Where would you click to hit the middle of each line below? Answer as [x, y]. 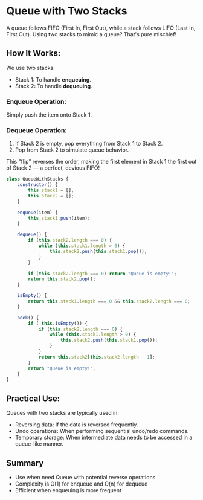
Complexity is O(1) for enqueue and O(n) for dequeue [81, 484]
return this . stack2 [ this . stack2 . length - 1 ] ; [97, 357]
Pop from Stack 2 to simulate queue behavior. [72, 150]
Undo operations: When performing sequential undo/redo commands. [102, 431]
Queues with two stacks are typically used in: [63, 413]
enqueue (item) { [38, 213]
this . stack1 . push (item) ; [59, 218]
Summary [25, 463]
